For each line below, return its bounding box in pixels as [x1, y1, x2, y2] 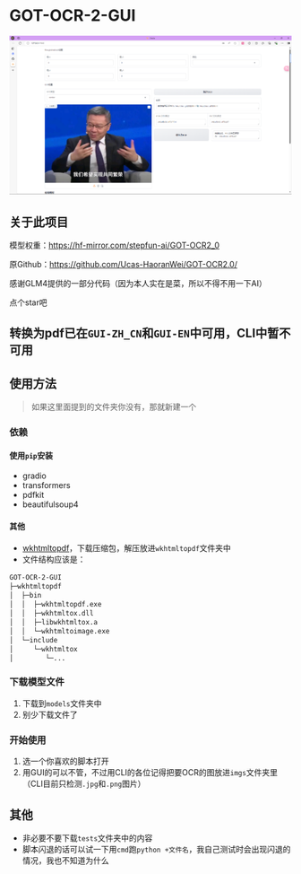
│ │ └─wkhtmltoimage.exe [9, 626, 110, 635]
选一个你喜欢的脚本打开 [21, 756, 109, 767]
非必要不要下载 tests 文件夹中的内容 [21, 832, 153, 843]
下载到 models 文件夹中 [21, 697, 102, 709]
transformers [21, 480, 71, 491]
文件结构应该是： [21, 554, 86, 564]
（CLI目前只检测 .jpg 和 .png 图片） [21, 778, 146, 790]
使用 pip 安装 [9, 450, 54, 460]
